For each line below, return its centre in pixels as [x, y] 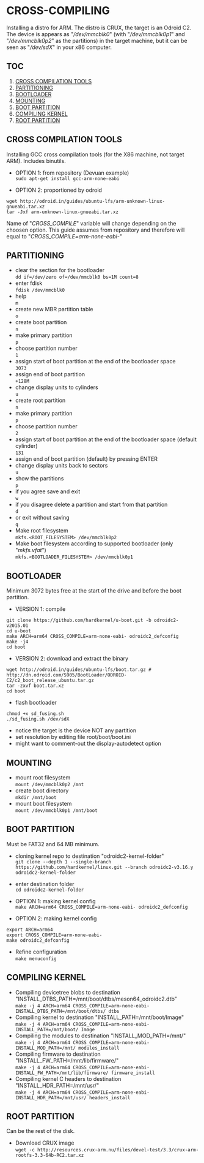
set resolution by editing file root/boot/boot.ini [73, 737]
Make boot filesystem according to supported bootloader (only [94, 544]
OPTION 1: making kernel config [55, 901]
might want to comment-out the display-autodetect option [88, 744]
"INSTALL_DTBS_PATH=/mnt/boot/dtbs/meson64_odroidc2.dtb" [96, 999]
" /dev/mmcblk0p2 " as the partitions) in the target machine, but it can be [97, 40]
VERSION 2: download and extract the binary [72, 659]
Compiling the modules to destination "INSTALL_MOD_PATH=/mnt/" [100, 1036]
